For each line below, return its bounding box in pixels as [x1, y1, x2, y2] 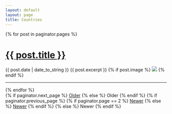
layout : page [5, 12, 33, 17]
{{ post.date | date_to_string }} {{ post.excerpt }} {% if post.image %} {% [5, 67, 165, 73]
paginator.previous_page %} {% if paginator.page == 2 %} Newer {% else [5, 98, 161, 104]
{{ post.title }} [5, 49, 66, 61]
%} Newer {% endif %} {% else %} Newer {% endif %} [5, 103, 121, 109]
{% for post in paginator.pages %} [5, 31, 78, 37]
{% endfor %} [5, 87, 35, 93]
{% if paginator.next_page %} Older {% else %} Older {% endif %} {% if [5, 92, 157, 99]
